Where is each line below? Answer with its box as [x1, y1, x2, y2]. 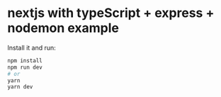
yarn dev [7, 84, 33, 91]
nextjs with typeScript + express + [7, 5, 215, 21]
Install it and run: [7, 43, 57, 52]
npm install [7, 57, 42, 64]
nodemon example [7, 20, 119, 36]
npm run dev [7, 64, 42, 71]
